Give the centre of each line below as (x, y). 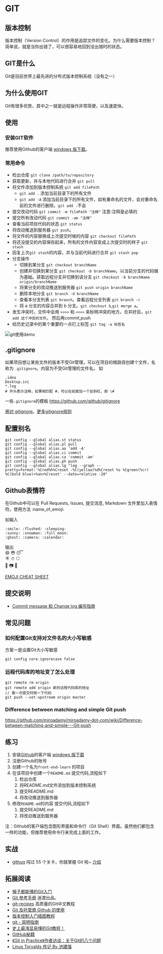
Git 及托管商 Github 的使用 (38, 910)
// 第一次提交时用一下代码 (28, 693)
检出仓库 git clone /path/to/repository (53, 175)
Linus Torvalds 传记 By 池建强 (42, 946)
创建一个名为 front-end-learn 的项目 (48, 767)
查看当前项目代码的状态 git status (47, 223)
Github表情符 (25, 490)
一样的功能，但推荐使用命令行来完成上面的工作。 (54, 832)
